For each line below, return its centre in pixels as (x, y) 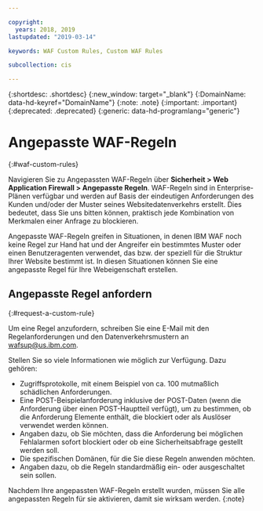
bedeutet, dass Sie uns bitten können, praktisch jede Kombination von (121, 213)
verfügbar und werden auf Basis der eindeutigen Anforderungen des (143, 196)
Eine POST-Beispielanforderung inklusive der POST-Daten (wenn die (130, 400)
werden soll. (39, 450)
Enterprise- (235, 188)
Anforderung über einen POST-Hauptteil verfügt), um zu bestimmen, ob (135, 408)
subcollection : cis (40, 65)
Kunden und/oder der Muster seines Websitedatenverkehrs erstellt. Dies (125, 205)
